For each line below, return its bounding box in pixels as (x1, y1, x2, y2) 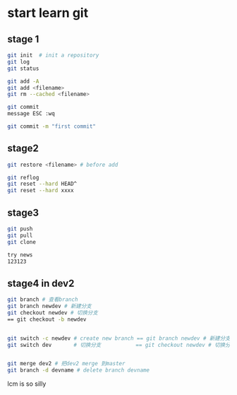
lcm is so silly (7, 379, 47, 388)
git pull (7, 232, 33, 239)
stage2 (7, 143, 39, 155)
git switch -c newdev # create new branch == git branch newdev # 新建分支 (7, 334, 231, 342)
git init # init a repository (7, 52, 99, 59)
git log (7, 58, 30, 65)
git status (7, 65, 39, 72)
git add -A (7, 78, 39, 85)
